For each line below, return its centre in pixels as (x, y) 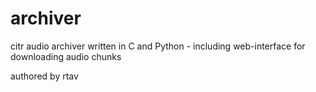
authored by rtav (44, 76)
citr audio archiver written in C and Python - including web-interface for (158, 46)
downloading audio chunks (66, 56)
